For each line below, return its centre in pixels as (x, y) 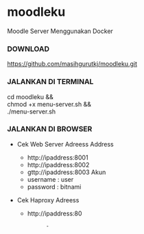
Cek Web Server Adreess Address (65, 144)
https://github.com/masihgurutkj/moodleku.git (72, 64)
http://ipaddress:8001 (58, 157)
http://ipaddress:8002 (58, 164)
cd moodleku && (30, 96)
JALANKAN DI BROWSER (50, 129)
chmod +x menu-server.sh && (49, 104)
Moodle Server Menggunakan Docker (60, 31)
